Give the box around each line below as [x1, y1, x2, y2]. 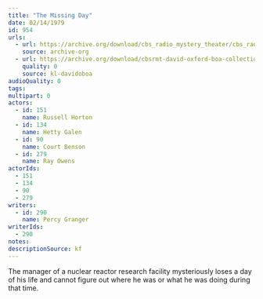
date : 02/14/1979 [8, 19, 65, 27]
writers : [8, 201, 37, 209]
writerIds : [8, 223, 44, 232]
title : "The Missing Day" [8, 11, 92, 20]
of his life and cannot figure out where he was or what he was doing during [8, 275, 250, 284]
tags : [8, 84, 26, 93]
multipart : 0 [8, 92, 51, 100]
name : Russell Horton [22, 114, 92, 122]
